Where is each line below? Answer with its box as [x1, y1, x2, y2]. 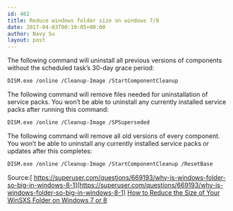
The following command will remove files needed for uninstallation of [7, 90, 208, 98]
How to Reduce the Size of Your [126, 188, 220, 197]
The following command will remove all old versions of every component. [7, 132, 220, 140]
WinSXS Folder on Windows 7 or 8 [7, 195, 107, 204]
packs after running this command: [7, 105, 109, 113]
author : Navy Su [7, 30, 55, 38]
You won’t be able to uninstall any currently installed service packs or [7, 139, 210, 147]
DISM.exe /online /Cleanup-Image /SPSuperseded [7, 119, 150, 126]
